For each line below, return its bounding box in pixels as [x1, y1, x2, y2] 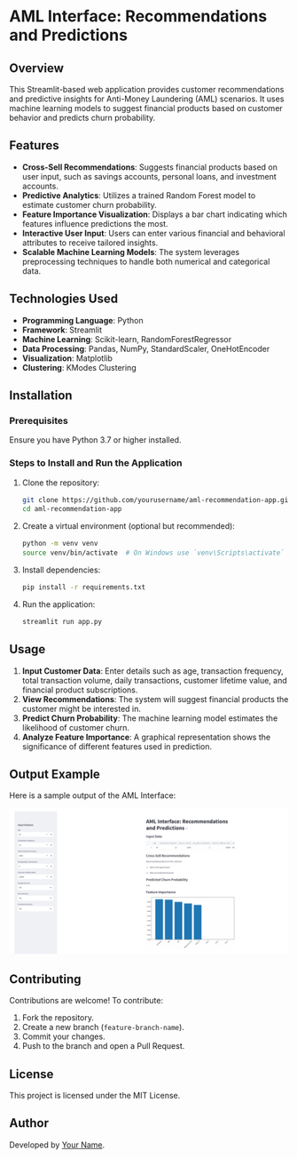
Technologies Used [9, 292, 118, 307]
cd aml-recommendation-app [21, 505, 122, 514]
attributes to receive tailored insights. [21, 237, 159, 248]
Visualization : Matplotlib [21, 353, 113, 364]
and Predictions [9, 25, 129, 45]
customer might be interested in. [21, 703, 142, 714]
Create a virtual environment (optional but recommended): [21, 521, 235, 532]
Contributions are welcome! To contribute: [9, 995, 164, 1006]
